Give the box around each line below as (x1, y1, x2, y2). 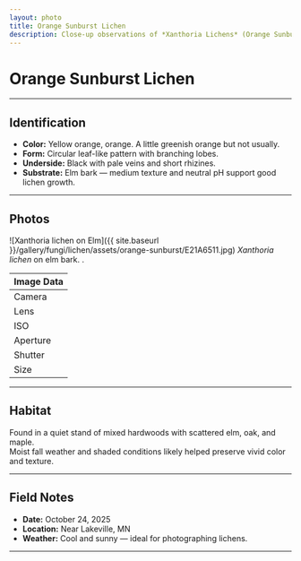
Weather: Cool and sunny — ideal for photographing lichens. (21, 532, 248, 543)
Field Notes (9, 490, 74, 505)
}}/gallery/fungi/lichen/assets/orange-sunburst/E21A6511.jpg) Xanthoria (9, 244, 275, 255)
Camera (13, 290, 47, 303)
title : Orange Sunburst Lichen (9, 22, 126, 30)
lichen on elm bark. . (9, 254, 85, 264)
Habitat (9, 403, 52, 419)
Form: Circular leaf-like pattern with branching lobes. (21, 149, 219, 160)
